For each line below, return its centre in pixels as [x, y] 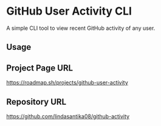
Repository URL [36, 102]
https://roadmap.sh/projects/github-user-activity [67, 83]
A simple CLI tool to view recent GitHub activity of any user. [81, 28]
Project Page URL [40, 68]
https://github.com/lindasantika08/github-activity [68, 116]
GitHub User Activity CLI [69, 11]
